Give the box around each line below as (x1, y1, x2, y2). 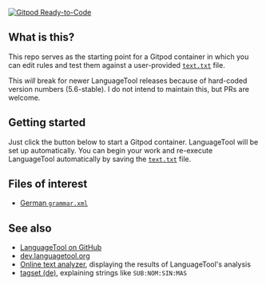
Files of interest (8, 177, 88, 191)
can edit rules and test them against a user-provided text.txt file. (8, 60, 225, 69)
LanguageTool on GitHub (19, 243, 102, 252)
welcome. (8, 93, 41, 102)
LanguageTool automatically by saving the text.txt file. (8, 154, 192, 164)
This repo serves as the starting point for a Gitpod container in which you (8, 52, 249, 61)
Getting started (8, 116, 86, 129)
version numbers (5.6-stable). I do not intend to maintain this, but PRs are (8, 84, 250, 93)
